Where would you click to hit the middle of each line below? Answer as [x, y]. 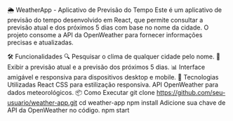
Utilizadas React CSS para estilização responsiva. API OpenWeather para [113, 84]
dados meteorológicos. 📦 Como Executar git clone [81, 93]
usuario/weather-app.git [42, 103]
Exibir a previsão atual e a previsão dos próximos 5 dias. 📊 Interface [106, 67]
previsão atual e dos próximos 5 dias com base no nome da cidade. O [108, 27]
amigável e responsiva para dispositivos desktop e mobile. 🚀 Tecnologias [113, 77]
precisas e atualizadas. [40, 42]
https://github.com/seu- [191, 93]
